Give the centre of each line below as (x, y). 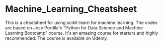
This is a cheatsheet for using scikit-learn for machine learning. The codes (81, 23)
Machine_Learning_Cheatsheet (71, 9)
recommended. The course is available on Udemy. (57, 38)
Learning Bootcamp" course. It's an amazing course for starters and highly (81, 33)
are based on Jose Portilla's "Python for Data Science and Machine (74, 27)
